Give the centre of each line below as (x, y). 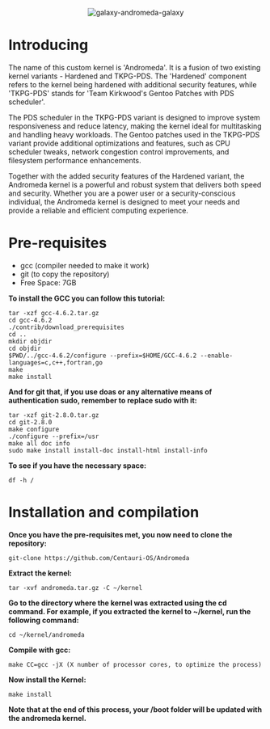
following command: (44, 620)
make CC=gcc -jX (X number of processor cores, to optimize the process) (135, 664)
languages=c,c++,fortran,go (56, 362)
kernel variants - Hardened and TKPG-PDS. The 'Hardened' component (128, 76)
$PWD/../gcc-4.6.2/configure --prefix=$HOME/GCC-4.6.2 (103, 356)
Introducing (49, 45)
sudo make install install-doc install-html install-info (108, 450)
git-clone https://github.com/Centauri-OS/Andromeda (99, 558)
